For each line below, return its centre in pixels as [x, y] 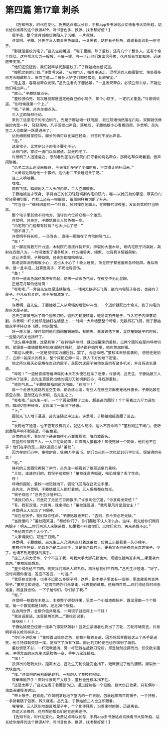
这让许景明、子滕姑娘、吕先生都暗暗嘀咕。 [49, 257]
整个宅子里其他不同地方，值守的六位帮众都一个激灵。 [58, 215]
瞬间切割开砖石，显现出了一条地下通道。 [48, 406]
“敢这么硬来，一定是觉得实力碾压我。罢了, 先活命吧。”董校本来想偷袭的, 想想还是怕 [86, 353]
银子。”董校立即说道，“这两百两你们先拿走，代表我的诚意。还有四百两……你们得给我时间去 [83, 585]
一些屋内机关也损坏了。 [26, 337]
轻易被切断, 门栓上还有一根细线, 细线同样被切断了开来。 [60, 199]
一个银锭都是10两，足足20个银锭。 [47, 606]
